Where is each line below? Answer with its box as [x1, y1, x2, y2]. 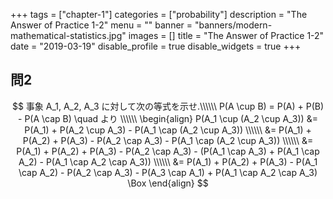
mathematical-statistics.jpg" [10, 30, 127, 41]
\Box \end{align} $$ [127, 177, 209, 189]
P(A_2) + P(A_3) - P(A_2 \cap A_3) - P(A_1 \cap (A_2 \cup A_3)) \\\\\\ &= [22, 134, 314, 146]
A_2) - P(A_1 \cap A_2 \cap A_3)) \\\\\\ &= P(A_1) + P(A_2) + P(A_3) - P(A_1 [18, 155, 318, 168]
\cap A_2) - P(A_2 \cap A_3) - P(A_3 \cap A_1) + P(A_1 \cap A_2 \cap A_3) [18, 166, 318, 178]
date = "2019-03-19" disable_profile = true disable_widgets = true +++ [10, 40, 302, 52]
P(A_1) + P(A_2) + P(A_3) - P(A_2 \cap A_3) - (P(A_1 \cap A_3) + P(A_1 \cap [16, 145, 320, 157]
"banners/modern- [194, 19, 273, 31]
